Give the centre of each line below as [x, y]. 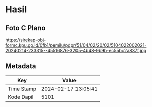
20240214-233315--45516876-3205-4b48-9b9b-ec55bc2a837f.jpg [76, 50]
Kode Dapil [21, 97]
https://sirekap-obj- [26, 40]
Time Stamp [22, 89]
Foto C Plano [25, 28]
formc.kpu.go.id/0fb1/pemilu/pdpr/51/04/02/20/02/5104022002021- [76, 45]
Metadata [21, 66]
